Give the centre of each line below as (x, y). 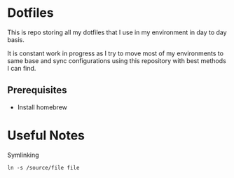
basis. (16, 39)
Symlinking (23, 155)
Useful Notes (46, 135)
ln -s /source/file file (43, 167)
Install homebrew (42, 107)
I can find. (22, 68)
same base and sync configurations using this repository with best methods (117, 60)
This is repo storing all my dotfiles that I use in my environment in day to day (117, 32)
